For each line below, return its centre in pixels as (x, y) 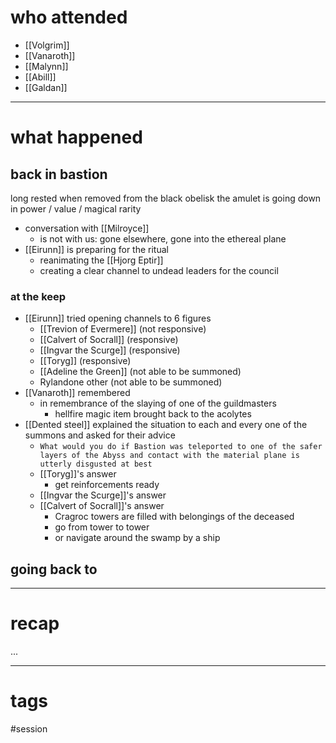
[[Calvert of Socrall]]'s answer (102, 506)
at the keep (38, 296)
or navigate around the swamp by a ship (137, 538)
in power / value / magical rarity (76, 208)
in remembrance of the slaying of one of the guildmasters (158, 403)
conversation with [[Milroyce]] (87, 228)
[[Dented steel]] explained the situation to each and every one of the (166, 425)
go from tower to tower (102, 527)
